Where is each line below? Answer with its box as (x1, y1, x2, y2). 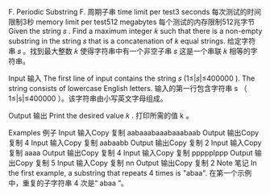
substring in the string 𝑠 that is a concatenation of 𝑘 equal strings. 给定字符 (8, 36, 256, 46)
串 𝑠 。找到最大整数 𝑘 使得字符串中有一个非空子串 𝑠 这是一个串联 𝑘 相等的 (8, 47, 251, 56)
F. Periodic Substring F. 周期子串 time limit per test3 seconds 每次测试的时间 (8, 7, 262, 16)
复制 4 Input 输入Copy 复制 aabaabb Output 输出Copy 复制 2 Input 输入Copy (8, 138, 262, 147)
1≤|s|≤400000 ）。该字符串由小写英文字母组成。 (8, 93, 168, 103)
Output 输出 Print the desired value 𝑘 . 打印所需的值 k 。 (8, 111, 193, 120)
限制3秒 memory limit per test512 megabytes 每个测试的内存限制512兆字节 (8, 17, 255, 27)
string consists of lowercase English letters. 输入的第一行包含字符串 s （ (8, 84, 247, 93)
